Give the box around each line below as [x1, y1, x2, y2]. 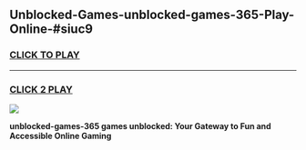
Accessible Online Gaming [9, 130, 112, 141]
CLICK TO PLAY [9, 49, 80, 62]
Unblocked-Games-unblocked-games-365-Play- [9, 7, 295, 23]
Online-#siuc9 [9, 22, 94, 37]
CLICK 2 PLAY [9, 83, 73, 95]
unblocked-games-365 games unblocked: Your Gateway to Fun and [9, 120, 271, 131]
